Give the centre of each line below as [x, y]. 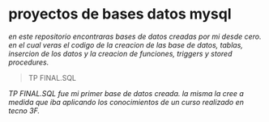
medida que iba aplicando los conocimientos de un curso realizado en [126, 102]
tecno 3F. [24, 111]
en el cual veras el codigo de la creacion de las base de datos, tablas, [126, 44]
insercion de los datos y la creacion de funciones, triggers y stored [120, 53]
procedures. [29, 62]
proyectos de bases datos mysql [120, 14]
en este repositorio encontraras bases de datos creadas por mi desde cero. [135, 36]
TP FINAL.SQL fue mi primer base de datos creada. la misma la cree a [126, 93]
